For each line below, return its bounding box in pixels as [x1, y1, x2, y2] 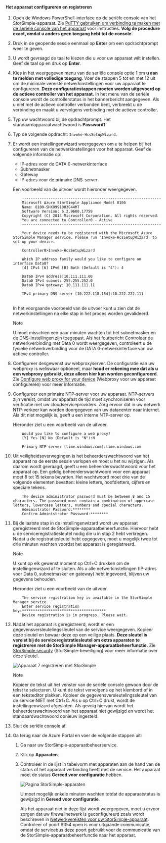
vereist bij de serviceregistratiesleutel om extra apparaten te [12, 637, 140, 643]
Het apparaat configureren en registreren [5, 4, 92, 10]
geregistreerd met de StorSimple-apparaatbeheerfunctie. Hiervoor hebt [12, 526, 159, 531]
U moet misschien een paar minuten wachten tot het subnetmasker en [12, 330, 156, 336]
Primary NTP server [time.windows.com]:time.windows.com [22, 444, 142, 449]
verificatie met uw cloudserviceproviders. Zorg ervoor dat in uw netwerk [12, 402, 161, 408]
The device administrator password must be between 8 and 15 [22, 494, 150, 499]
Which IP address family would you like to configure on [22, 257, 142, 262]
